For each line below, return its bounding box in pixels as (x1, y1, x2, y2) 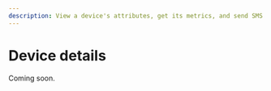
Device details (8, 46, 107, 64)
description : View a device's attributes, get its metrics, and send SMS (8, 11, 264, 20)
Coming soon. (8, 73, 55, 83)
